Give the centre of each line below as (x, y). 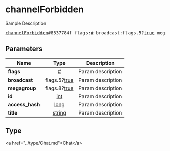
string (59, 112)
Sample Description (26, 23)
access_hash (24, 104)
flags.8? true (59, 88)
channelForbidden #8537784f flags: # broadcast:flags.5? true (80, 33)
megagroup (22, 88)
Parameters (24, 49)
